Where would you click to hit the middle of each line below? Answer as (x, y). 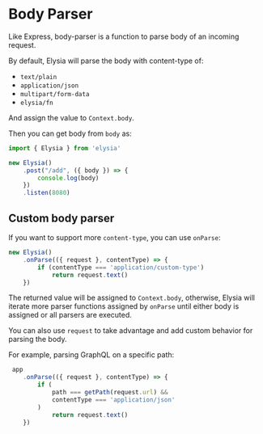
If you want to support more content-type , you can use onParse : (115, 238)
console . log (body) (68, 178)
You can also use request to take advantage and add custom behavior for (131, 331)
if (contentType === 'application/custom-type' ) (121, 268)
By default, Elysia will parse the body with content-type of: (106, 61)
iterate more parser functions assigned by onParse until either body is (124, 306)
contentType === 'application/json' (113, 400)
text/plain (38, 77)
